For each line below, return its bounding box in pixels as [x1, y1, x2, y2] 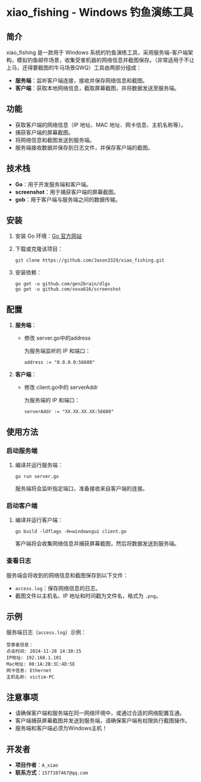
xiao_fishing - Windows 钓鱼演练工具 [6, 5, 194, 19]
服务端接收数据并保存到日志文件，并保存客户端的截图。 [15, 144, 153, 151]
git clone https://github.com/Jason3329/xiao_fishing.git [15, 257, 165, 264]
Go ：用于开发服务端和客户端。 [15, 180, 92, 188]
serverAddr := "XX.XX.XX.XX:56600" [24, 409, 114, 415]
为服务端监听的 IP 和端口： [24, 347, 91, 355]
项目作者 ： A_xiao [15, 761, 59, 768]
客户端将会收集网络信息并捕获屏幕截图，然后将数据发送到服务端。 [15, 540, 180, 547]
